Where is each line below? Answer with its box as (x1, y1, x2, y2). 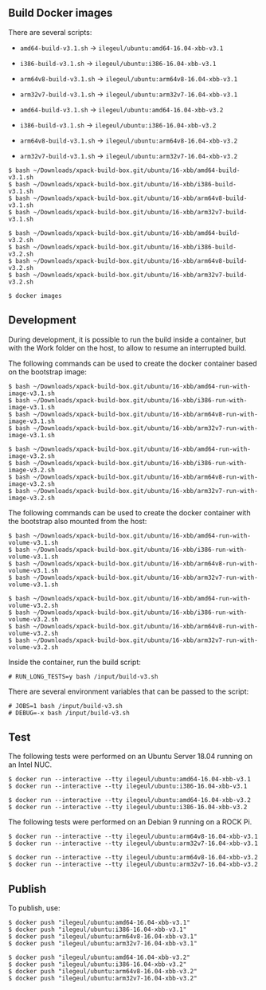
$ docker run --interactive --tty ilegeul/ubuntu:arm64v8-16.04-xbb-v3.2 (8, 854, 259, 862)
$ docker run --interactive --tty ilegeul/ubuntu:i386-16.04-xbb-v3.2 (8, 804, 248, 812)
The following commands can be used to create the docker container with (8, 507, 251, 517)
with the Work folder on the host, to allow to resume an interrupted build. (8, 342, 247, 353)
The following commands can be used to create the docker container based (8, 358, 257, 368)
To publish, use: (8, 903, 61, 913)
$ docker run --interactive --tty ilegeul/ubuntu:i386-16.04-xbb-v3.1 (8, 782, 248, 791)
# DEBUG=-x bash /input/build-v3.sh (8, 709, 130, 717)
